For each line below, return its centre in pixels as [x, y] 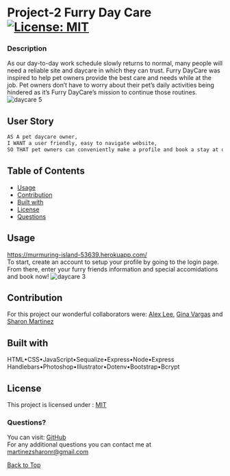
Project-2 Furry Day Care [79, 13]
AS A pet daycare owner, [42, 137]
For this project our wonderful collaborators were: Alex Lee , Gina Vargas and [115, 314]
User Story [30, 121]
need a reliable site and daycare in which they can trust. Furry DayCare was [114, 70]
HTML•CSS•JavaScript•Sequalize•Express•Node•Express [91, 360]
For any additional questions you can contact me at [79, 445]
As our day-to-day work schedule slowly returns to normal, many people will [115, 64]
